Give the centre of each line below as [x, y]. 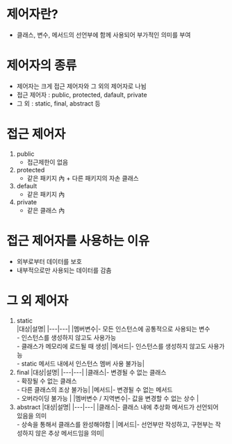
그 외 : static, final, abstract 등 [59, 103]
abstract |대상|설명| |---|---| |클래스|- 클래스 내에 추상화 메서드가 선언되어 [117, 406]
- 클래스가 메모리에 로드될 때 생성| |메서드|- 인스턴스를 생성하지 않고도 [111, 346]
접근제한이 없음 [48, 162]
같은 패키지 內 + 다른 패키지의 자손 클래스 [83, 178]
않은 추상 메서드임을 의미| [70, 433]
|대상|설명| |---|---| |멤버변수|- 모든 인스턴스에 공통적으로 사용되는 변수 [113, 329]
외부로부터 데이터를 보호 [49, 261]
